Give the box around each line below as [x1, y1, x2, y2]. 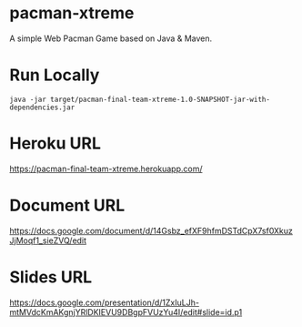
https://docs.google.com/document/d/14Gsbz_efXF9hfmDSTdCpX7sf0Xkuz [9, 225, 293, 236]
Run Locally [9, 65, 100, 86]
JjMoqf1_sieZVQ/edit [9, 235, 87, 246]
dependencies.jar [9, 103, 75, 112]
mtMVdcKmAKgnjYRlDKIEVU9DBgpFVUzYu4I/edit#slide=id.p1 [9, 306, 243, 317]
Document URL [9, 195, 126, 216]
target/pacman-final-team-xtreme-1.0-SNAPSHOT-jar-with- [49, 95, 271, 104]
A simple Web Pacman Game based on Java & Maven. [9, 33, 213, 44]
